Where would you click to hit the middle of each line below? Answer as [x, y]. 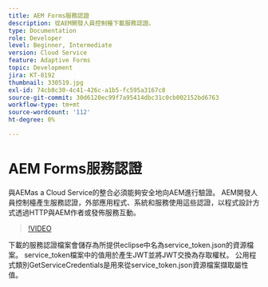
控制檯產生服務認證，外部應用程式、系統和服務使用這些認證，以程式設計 [134, 202]
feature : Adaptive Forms [49, 61]
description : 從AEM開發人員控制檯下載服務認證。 [81, 23]
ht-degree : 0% [32, 120]
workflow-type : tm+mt [44, 105]
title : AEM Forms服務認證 [49, 16]
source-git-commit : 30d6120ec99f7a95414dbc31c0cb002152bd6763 [114, 98]
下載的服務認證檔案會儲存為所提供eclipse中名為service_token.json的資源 [128, 245]
